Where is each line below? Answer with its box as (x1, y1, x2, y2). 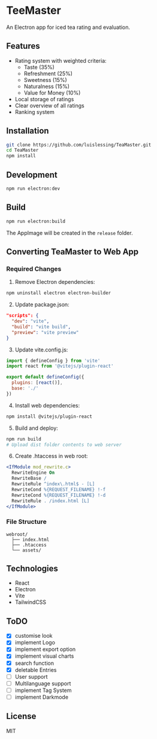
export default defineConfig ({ (6, 374, 84, 380)
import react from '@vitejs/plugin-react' (6, 363, 114, 369)
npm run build (6, 436, 42, 442)
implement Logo (14, 639, 56, 646)
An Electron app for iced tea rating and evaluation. (6, 24, 131, 31)
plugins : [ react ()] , (11, 380, 63, 386)
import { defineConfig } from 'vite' (6, 357, 101, 363)
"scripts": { (6, 313, 39, 319)
